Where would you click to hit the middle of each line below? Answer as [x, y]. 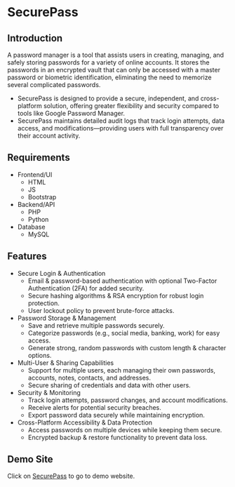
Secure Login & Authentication [61, 273]
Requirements [39, 158]
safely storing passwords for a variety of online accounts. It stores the [108, 62]
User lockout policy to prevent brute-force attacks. [101, 310]
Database [31, 227]
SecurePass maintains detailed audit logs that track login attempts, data [121, 121]
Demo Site [31, 459]
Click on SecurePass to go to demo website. [71, 476]
